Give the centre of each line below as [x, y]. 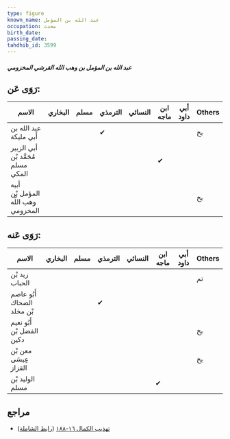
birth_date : [24, 33]
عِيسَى [20, 359]
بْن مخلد [22, 311]
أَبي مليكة [24, 137]
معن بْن [21, 351]
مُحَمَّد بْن [23, 156]
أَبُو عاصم [24, 294]
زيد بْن [20, 274]
